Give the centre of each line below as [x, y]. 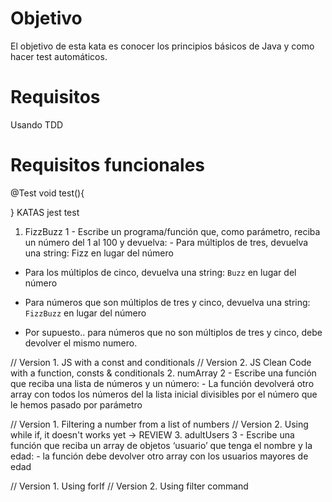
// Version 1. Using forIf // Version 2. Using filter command [129, 486]
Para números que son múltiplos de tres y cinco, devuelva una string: [167, 302]
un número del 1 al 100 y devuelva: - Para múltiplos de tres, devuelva [166, 242]
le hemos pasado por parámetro [76, 404]
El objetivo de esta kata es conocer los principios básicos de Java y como [162, 46]
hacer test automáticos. [59, 56]
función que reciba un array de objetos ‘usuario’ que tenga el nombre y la [161, 445]
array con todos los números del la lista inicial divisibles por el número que [164, 394]
